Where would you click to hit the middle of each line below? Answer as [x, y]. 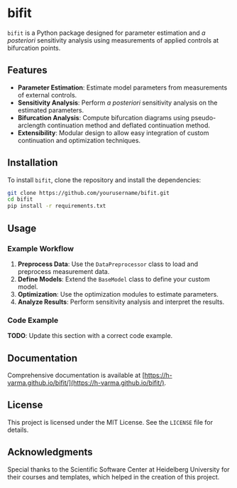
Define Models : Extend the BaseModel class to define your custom [114, 279]
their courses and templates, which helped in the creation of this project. [114, 477]
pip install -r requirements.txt [57, 206]
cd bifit [20, 200]
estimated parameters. [50, 110]
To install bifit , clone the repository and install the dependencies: [104, 180]
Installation [33, 163]
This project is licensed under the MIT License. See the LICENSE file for [110, 422]
